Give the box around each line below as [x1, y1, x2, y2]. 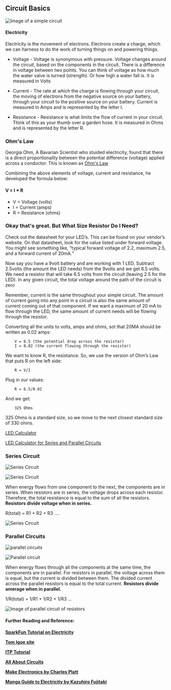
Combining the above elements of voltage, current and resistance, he [5, 170, 152, 176]
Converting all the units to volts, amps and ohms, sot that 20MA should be [5, 324, 161, 330]
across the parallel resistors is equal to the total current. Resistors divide [5, 580, 159, 587]
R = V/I [14, 368, 31, 373]
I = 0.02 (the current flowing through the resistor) [14, 343, 131, 349]
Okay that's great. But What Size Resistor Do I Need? [5, 222, 139, 229]
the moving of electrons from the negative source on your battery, [12, 93, 152, 99]
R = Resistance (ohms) [12, 209, 61, 215]
